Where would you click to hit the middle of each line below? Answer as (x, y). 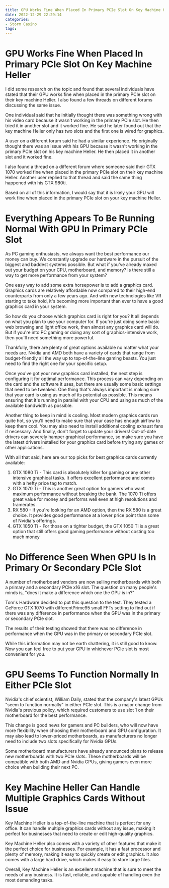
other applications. (25, 448)
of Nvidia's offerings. (34, 521)
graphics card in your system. (36, 306)
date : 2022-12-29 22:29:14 (33, 15)
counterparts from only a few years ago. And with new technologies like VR (83, 296)
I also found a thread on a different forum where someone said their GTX (80, 167)
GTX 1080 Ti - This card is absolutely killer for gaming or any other (81, 472)
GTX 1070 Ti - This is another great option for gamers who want (78, 488)
